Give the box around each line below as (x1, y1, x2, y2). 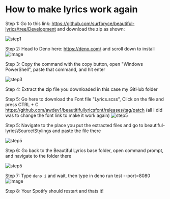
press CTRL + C (5, 101, 39, 108)
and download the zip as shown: (56, 26, 125, 32)
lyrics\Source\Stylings (5, 128, 51, 134)
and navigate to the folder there (5, 153, 72, 159)
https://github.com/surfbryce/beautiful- (51, 20, 135, 27)
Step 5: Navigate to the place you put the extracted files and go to (5, 122, 144, 128)
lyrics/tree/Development (5, 26, 56, 32)
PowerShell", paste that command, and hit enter (5, 66, 105, 72)
